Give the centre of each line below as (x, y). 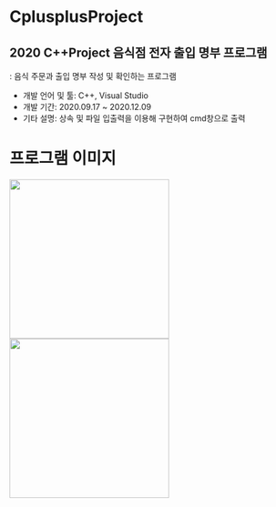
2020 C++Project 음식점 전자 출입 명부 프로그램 (138, 52)
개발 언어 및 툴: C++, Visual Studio (85, 96)
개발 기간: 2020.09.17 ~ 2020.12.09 (87, 107)
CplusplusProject (77, 17)
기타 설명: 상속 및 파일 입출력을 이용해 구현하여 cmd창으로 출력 (134, 118)
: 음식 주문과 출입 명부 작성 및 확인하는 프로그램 (93, 76)
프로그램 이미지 (63, 159)
